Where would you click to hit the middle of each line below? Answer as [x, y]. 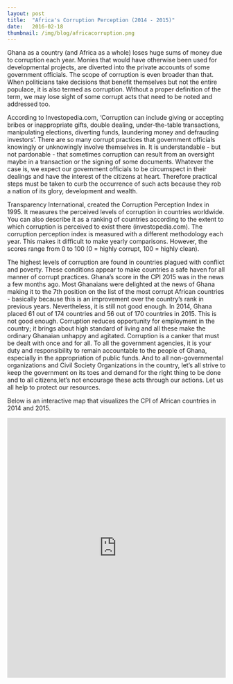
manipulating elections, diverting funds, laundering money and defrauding [113, 132]
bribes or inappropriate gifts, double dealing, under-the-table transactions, [114, 125]
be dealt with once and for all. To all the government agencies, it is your [109, 343]
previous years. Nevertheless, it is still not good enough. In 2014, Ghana [110, 306]
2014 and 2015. [29, 408]
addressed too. [29, 104]
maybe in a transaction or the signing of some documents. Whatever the [110, 162]
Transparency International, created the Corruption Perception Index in [108, 204]
